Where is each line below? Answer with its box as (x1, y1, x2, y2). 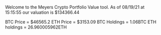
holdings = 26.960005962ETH (5, 24, 67, 30)
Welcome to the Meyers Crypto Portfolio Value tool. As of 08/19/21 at (5, 4, 145, 10)
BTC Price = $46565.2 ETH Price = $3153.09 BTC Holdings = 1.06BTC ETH (5, 19, 157, 25)
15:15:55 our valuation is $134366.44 (5, 9, 80, 15)
